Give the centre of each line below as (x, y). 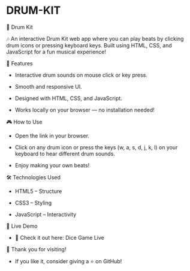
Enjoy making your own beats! (52, 165)
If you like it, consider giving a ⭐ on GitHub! (68, 261)
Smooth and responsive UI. (48, 86)
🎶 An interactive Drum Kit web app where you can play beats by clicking (95, 38)
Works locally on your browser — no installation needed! (85, 110)
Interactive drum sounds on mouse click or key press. (81, 75)
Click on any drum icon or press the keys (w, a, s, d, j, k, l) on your (96, 147)
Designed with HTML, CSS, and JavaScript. (69, 98)
